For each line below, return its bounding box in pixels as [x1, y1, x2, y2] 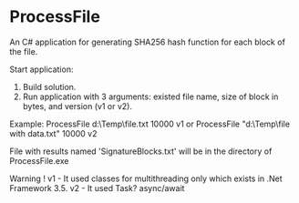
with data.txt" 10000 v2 [9, 127, 98, 138]
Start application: [9, 64, 74, 75]
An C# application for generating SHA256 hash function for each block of [9, 36, 285, 47]
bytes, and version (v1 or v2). [22, 100, 132, 111]
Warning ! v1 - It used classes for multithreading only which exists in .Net [9, 173, 283, 184]
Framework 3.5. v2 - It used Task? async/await [9, 182, 185, 193]
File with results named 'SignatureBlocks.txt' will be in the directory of [9, 146, 273, 157]
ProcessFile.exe [9, 155, 69, 166]
